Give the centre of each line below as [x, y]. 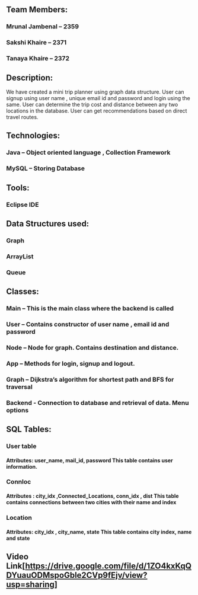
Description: [30, 77]
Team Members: [37, 10]
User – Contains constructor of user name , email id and [88, 324]
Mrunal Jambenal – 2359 [42, 27]
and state [18, 538]
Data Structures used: [48, 224]
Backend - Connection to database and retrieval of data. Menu [98, 402]
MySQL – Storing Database [45, 168]
